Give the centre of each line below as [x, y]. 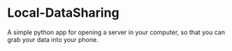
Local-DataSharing [64, 13]
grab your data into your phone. [53, 39]
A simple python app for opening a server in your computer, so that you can [116, 32]
